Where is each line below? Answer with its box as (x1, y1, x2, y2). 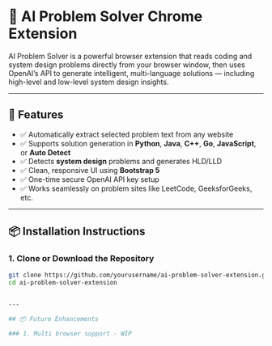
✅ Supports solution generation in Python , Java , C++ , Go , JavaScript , (19, 138, 257, 148)
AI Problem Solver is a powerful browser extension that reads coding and (8, 51, 253, 61)
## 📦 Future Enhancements (8, 315, 99, 323)
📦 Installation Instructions (8, 225, 146, 238)
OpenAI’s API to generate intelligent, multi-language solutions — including (8, 68, 255, 78)
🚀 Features (8, 108, 64, 122)
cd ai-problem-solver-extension (8, 279, 117, 287)
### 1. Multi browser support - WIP (8, 329, 132, 338)
